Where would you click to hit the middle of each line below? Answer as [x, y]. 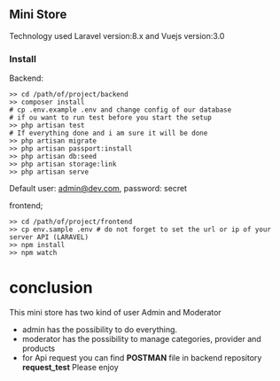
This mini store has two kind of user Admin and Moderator [115, 313]
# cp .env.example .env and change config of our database [121, 110]
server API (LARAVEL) [49, 237]
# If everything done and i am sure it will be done [109, 133]
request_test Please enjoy [70, 368]
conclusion [51, 288]
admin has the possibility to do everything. [100, 330]
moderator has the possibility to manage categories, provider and [141, 339]
